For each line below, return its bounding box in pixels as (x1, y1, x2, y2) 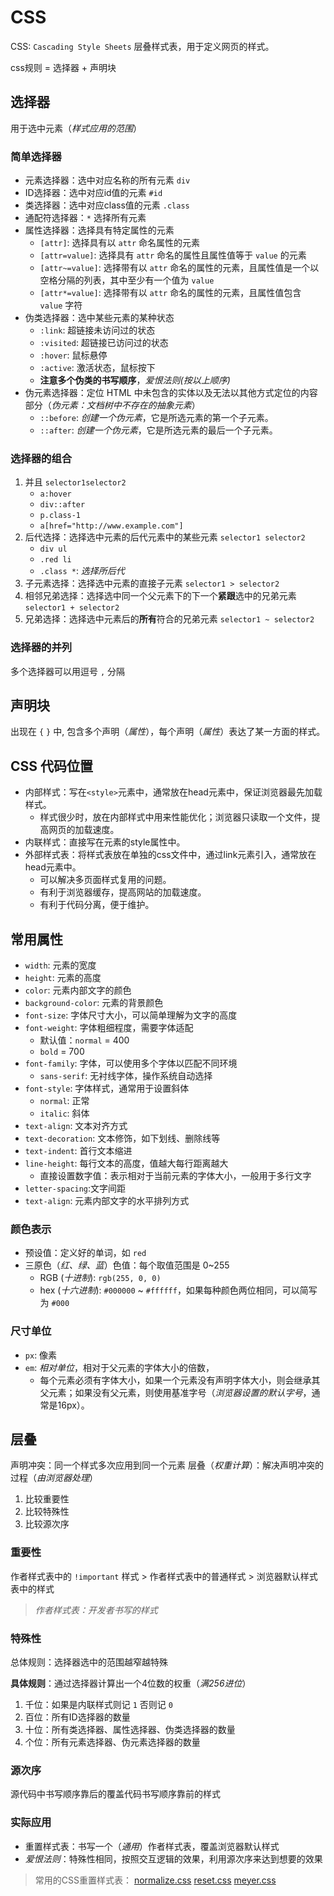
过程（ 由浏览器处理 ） (10, 1472, 98, 1484)
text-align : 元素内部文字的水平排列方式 (24, 1195, 190, 1207)
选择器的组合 (10, 451, 73, 465)
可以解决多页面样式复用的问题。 (39, 874, 172, 886)
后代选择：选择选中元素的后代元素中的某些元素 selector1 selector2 (24, 531, 306, 543)
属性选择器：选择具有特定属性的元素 (24, 224, 175, 236)
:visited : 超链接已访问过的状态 (39, 337, 169, 349)
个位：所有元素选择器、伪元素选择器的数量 (24, 1736, 201, 1748)
